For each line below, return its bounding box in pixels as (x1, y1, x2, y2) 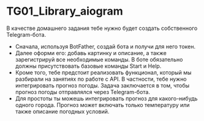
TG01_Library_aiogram (6, 4, 124, 18)
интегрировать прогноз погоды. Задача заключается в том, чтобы (15, 81, 190, 89)
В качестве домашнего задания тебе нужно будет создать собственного (6, 24, 198, 32)
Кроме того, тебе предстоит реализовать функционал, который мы (15, 68, 192, 76)
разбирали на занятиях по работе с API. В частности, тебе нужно (15, 75, 187, 82)
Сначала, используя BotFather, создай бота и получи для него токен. (15, 43, 196, 50)
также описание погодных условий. (15, 108, 110, 115)
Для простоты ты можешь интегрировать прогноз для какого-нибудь (15, 95, 198, 102)
